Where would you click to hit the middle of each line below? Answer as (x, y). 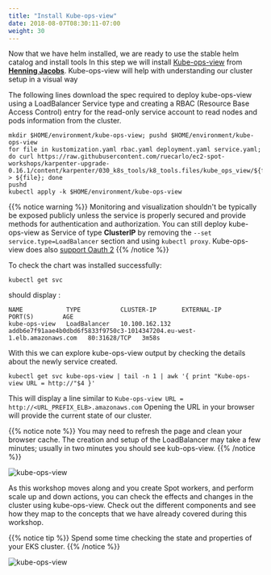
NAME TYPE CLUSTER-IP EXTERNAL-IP (115, 310)
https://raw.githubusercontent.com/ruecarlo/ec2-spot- (131, 157)
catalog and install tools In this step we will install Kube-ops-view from (125, 62)
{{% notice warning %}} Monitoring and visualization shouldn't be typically (133, 207)
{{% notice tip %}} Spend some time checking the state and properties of (130, 538)
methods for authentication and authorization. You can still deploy (118, 224)
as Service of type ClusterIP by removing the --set (127, 233)
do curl (21, 157)
